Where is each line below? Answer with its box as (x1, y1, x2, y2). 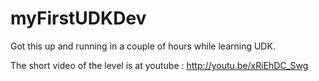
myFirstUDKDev (10, 7, 147, 30)
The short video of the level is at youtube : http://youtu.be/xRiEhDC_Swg (10, 59, 309, 71)
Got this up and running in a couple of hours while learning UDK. (10, 40, 276, 52)
